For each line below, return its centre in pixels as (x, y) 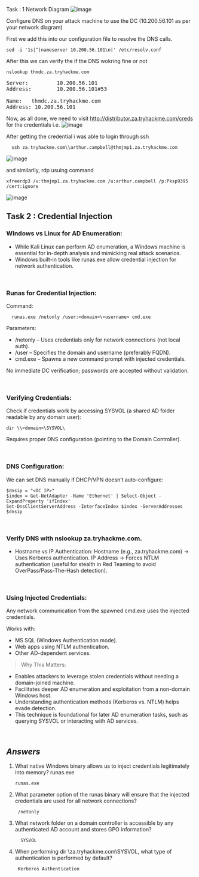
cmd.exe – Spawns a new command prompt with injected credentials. (100, 359)
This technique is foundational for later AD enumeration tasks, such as (101, 715)
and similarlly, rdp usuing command (50, 170)
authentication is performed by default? (63, 858)
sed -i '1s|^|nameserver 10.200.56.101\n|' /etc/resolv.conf (84, 50)
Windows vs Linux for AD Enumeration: (64, 234)
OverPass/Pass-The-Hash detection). (61, 570)
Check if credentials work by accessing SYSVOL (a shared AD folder (91, 411)
